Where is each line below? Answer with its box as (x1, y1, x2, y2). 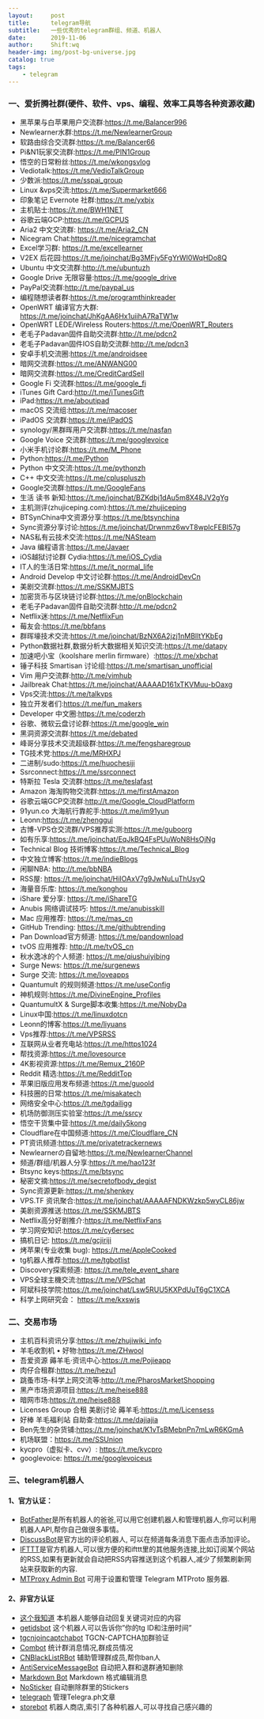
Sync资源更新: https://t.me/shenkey (19, 1186, 134, 1195)
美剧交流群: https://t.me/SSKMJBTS (19, 581, 134, 591)
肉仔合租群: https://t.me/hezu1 (19, 1365, 116, 1375)
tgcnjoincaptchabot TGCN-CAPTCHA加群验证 (19, 1633, 169, 1642)
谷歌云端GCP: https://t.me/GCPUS (19, 214, 130, 224)
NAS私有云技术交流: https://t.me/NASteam (19, 532, 157, 542)
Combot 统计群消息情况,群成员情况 (19, 1642, 134, 1652)
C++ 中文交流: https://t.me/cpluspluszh (19, 472, 146, 483)
